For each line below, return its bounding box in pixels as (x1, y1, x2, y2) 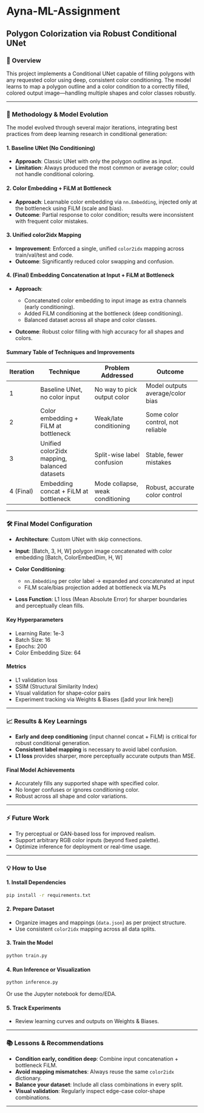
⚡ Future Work (6, 814, 50, 822)
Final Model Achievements (6, 766, 75, 774)
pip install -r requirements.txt (6, 892, 91, 898)
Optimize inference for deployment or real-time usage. (15, 843, 152, 850)
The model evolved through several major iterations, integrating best (6, 124, 178, 131)
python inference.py (6, 979, 59, 985)
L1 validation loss (15, 676, 58, 684)
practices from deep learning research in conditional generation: (6, 131, 168, 138)
